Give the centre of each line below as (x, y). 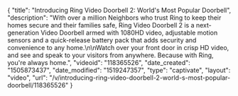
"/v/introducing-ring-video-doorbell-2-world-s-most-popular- (140, 78)
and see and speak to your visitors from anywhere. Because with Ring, (111, 55)
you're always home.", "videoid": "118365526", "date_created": (99, 62)
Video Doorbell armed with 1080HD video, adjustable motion (129, 32)
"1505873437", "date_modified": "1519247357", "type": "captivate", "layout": (119, 70)
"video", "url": (28, 78)
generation (23, 32)
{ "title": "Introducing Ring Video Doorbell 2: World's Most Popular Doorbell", (119, 10)
